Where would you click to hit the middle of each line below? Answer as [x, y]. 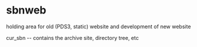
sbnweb [26, 10]
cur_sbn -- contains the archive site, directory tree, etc [73, 38]
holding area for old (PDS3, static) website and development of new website [98, 26]
